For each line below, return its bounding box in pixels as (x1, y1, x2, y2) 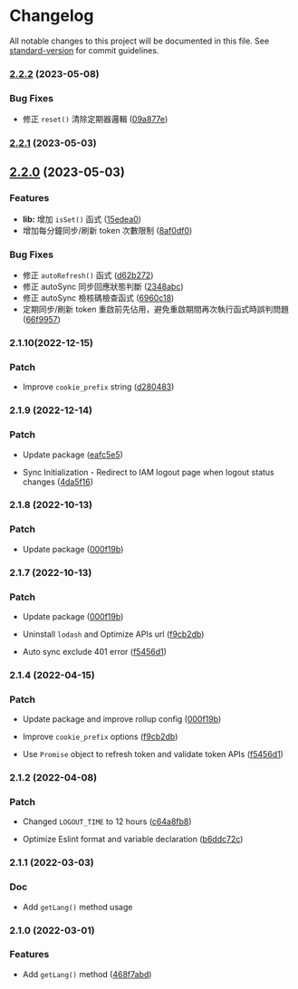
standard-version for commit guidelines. (9, 44, 159, 55)
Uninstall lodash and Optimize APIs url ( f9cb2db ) (22, 629, 205, 639)
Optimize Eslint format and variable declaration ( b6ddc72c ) (22, 834, 244, 845)
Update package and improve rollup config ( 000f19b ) (22, 714, 222, 725)
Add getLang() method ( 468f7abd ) (22, 968, 152, 979)
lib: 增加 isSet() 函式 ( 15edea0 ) (22, 214, 142, 225)
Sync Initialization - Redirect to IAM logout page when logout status (22, 466, 274, 477)
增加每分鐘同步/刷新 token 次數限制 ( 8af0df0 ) (22, 225, 193, 235)
